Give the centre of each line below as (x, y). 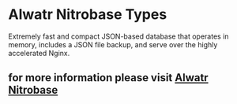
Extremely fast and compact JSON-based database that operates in (118, 36)
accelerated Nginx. (39, 53)
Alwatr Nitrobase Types (88, 15)
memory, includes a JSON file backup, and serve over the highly (113, 44)
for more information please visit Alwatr (108, 78)
